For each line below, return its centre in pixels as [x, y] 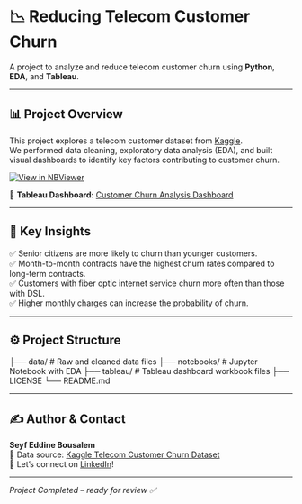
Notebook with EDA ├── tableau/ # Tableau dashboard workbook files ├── [149, 371]
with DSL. [27, 293]
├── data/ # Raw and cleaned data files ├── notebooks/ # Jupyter [133, 362]
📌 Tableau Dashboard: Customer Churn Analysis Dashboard [121, 195]
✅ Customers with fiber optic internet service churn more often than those [147, 283]
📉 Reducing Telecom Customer [130, 17]
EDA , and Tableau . [44, 76]
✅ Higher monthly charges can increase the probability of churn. [129, 303]
